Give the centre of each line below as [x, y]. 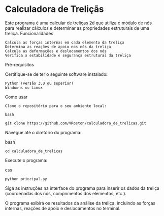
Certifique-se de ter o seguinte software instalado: [56, 74]
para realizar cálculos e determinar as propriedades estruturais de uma [77, 28]
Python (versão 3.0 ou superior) [39, 83]
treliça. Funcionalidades [29, 33]
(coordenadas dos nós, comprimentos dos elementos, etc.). [66, 193]
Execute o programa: [26, 160]
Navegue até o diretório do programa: [43, 132]
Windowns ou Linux [24, 88]
